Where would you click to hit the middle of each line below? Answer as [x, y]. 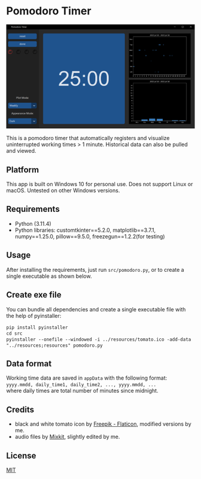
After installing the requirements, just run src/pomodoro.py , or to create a [95, 269]
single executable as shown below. [49, 276]
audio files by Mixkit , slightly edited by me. [67, 437]
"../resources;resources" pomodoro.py [54, 345]
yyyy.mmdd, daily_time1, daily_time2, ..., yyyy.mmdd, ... [81, 385]
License [21, 455]
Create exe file [34, 295]
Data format [29, 363]
